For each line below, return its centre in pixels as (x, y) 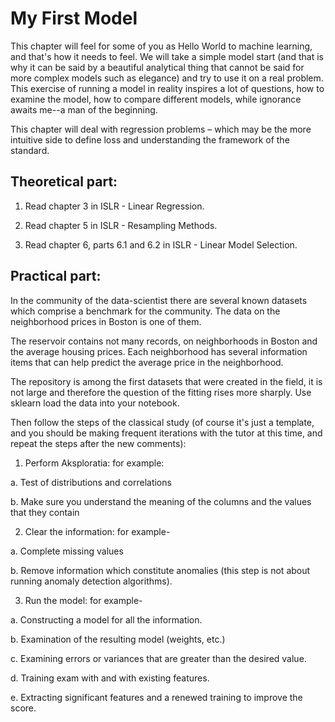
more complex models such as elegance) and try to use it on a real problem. (167, 78)
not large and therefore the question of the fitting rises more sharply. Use (161, 392)
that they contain (45, 512)
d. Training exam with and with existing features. (110, 678)
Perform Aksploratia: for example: (94, 463)
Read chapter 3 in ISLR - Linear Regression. (114, 206)
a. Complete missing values (67, 551)
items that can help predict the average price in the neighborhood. (147, 362)
